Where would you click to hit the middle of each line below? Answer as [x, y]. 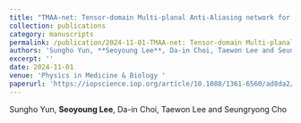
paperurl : [28, 84]
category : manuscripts [52, 34]
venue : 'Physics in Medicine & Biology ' [88, 76]
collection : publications [57, 26]
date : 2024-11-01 [42, 68]
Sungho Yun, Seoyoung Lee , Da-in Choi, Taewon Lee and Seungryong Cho [148, 109]
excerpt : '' [31, 59]
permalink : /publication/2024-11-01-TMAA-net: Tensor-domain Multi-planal [152, 42]
